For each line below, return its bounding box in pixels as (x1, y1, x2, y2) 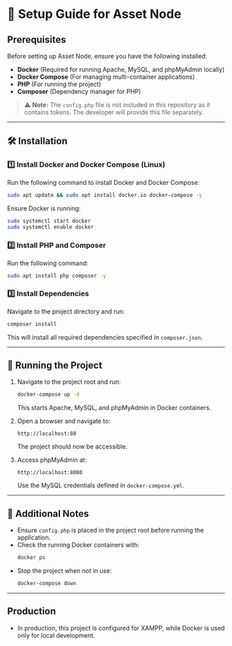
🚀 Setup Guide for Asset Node (7, 6, 182, 22)
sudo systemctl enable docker (7, 224, 95, 231)
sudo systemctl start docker (7, 217, 91, 224)
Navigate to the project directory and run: (7, 307, 126, 315)
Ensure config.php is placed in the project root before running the (17, 526, 204, 534)
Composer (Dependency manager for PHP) (17, 88, 142, 95)
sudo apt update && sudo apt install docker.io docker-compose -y (7, 191, 202, 199)
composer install (7, 320, 57, 327)
